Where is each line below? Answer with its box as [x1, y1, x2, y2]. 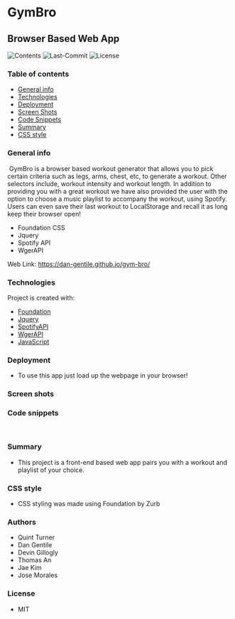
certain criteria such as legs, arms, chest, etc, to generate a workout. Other [7, 172, 227, 180]
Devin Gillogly [17, 548, 59, 557]
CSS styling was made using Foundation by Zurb [17, 500, 160, 508]
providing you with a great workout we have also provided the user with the [7, 187, 229, 195]
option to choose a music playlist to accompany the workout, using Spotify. [7, 195, 227, 203]
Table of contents [7, 69, 70, 79]
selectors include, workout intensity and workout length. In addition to [7, 179, 212, 188]
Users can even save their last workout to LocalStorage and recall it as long [7, 202, 229, 210]
